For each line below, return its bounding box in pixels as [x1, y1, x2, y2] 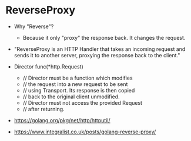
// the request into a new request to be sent [22, 80, 128, 88]
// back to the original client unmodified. [22, 93, 120, 100]
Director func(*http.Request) [14, 63, 83, 70]
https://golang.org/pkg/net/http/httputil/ [14, 116, 110, 123]
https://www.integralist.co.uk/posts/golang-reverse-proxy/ [14, 128, 156, 135]
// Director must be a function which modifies [22, 74, 133, 81]
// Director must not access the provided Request [22, 99, 142, 106]
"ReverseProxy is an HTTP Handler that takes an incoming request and [14, 45, 186, 53]
